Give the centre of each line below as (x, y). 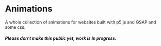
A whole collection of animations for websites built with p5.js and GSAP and (80, 22)
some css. (15, 27)
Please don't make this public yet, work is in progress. (61, 38)
